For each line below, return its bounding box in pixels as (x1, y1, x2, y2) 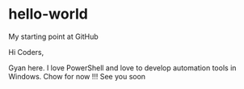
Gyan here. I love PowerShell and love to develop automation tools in (8, 62, 237, 73)
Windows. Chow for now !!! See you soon (8, 71, 146, 81)
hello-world (8, 5, 89, 23)
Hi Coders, (8, 47, 44, 57)
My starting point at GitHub (8, 32, 99, 41)
